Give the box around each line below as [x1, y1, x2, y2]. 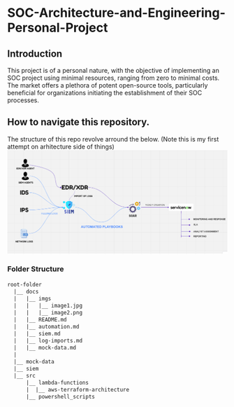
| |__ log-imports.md [13, 337, 82, 344]
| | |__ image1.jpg [13, 302, 82, 309]
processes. [7, 96, 40, 104]
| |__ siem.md [13, 330, 61, 337]
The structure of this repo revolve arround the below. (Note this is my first [7, 134, 219, 143]
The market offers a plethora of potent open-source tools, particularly [7, 81, 208, 89]
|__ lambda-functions [25, 379, 89, 386]
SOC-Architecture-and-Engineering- [7, 5, 226, 21]
